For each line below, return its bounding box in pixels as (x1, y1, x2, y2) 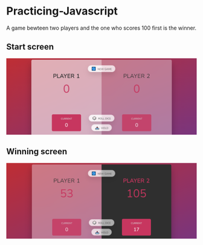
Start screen (6, 42, 54, 52)
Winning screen (6, 146, 68, 157)
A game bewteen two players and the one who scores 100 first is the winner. (6, 24, 197, 31)
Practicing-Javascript (6, 4, 118, 18)
